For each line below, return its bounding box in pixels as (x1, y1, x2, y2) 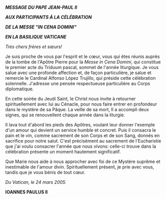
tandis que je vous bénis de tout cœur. (5, 170, 86, 175)
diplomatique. (5, 86, 34, 92)
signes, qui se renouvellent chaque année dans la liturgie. (5, 112, 126, 118)
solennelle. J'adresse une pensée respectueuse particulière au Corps (5, 81, 150, 86)
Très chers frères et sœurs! (5, 44, 62, 50)
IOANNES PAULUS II (5, 189, 48, 195)
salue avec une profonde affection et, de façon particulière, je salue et (5, 70, 152, 76)
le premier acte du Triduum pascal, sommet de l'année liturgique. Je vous (5, 64, 159, 70)
